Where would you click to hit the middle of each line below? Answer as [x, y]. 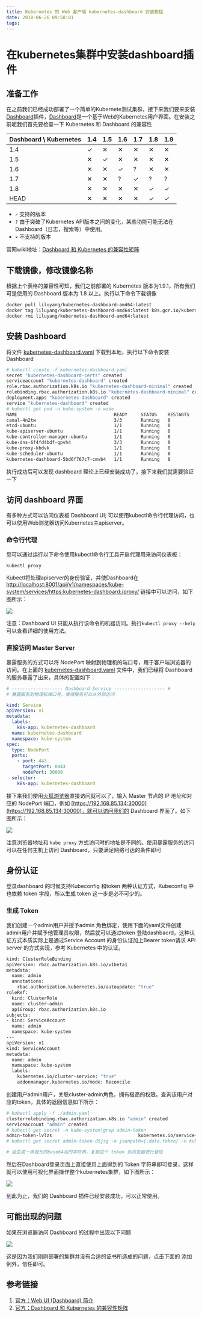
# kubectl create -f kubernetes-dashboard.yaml [67, 370]
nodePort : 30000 [42, 773]
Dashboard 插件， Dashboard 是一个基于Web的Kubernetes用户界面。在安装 [98, 117]
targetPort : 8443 [44, 767]
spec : [13, 744]
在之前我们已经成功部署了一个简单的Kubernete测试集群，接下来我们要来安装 [101, 109]
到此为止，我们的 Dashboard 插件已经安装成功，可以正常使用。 [85, 1196]
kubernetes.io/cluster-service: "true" [67, 1077]
